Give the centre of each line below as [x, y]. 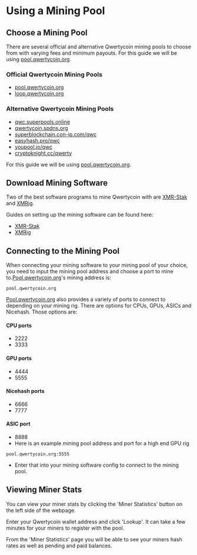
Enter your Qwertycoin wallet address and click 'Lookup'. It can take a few [96, 521]
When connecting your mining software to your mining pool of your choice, [97, 265]
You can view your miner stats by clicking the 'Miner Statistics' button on [94, 504]
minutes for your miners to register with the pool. [65, 528]
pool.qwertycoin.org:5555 [38, 454]
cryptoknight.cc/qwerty [43, 153]
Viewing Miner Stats [44, 490]
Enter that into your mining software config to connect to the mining [97, 465]
